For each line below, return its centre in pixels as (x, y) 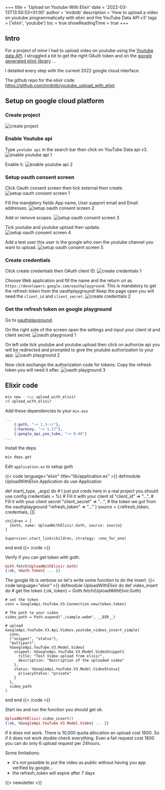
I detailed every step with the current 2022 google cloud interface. (73, 70)
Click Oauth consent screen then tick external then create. (64, 188)
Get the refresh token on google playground (58, 309)
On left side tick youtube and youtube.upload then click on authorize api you (82, 344)
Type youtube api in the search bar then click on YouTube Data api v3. (76, 149)
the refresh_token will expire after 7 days (53, 773)
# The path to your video (32, 613)
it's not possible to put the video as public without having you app (79, 763)
